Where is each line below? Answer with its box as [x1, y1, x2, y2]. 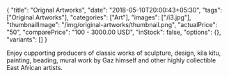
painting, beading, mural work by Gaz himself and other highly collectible [6, 56, 216, 65]
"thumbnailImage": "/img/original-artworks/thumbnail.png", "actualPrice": [6, 21, 218, 28]
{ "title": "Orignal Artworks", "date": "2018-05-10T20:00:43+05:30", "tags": [6, 6, 223, 14]
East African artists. [6, 64, 63, 71]
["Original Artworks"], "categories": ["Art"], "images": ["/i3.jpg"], [6, 13, 192, 22]
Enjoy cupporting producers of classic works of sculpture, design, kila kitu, [6, 49, 221, 57]
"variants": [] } [6, 35, 48, 44]
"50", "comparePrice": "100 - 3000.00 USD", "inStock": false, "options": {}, [6, 28, 221, 36]
